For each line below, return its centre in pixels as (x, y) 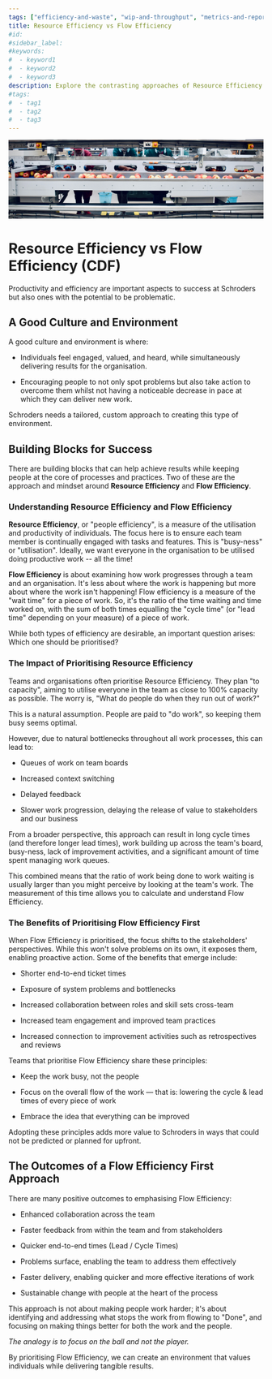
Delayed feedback (51, 794)
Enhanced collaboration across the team (87, 1214)
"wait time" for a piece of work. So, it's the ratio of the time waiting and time (135, 601)
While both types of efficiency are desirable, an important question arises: (132, 634)
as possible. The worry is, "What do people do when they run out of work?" (134, 698)
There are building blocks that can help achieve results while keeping (124, 469)
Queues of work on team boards (74, 762)
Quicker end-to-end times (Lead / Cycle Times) (99, 1245)
